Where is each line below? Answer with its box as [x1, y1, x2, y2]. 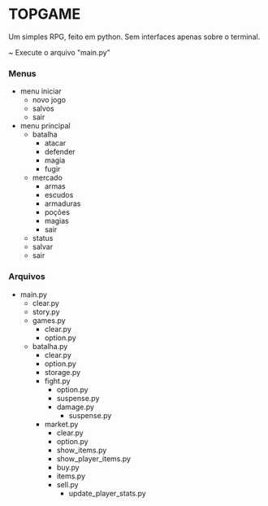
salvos [32, 103, 54, 114]
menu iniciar [19, 86, 63, 96]
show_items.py [56, 445, 107, 455]
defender [44, 147, 76, 157]
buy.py [56, 462, 80, 472]
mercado [32, 172, 63, 183]
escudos [44, 190, 74, 200]
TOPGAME [8, 5, 81, 24]
